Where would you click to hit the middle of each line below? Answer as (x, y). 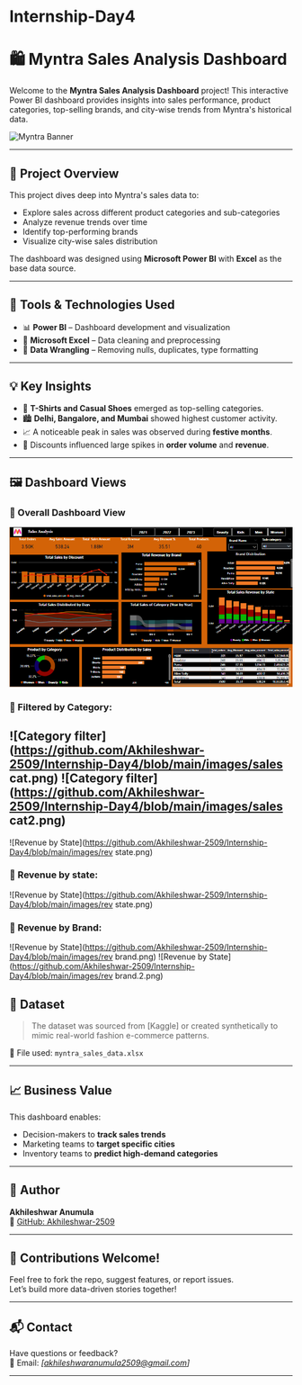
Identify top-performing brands (80, 231)
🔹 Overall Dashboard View (67, 512)
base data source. (43, 268)
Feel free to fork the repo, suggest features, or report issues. (122, 1280)
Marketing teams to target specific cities (98, 1144)
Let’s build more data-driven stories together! (93, 1290)
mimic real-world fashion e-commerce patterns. (120, 1035)
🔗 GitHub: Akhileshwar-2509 (62, 1221)
